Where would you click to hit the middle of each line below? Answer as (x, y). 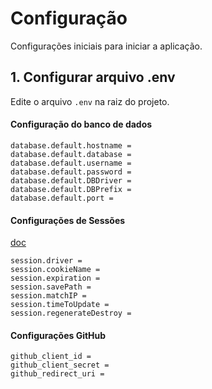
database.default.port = (62, 198)
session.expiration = (55, 278)
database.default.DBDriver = (71, 180)
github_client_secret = (60, 365)
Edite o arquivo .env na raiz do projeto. (90, 101)
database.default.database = (71, 154)
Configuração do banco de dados (81, 124)
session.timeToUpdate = (60, 305)
